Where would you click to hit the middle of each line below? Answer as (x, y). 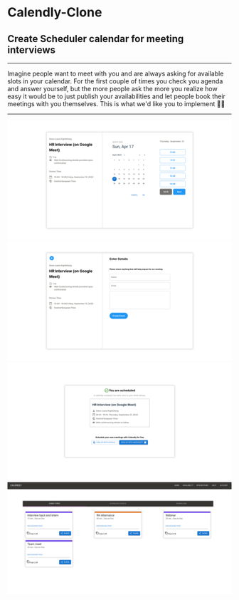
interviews (31, 50)
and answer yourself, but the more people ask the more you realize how (113, 89)
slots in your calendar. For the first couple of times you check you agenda (115, 81)
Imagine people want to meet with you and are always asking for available (116, 73)
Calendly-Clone (55, 12)
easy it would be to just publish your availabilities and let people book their (117, 96)
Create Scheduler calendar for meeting (96, 39)
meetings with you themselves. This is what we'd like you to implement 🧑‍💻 (116, 104)
